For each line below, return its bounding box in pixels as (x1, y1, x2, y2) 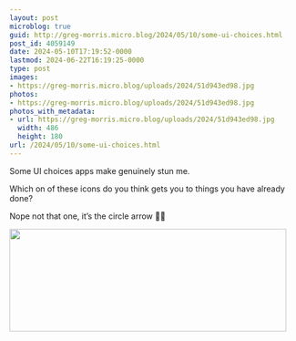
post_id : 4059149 (9, 38, 76, 48)
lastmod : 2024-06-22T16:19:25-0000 (9, 56, 145, 65)
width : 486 (17, 124, 59, 133)
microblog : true (9, 22, 71, 31)
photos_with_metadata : (9, 107, 96, 116)
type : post (9, 65, 51, 74)
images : (9, 73, 39, 82)
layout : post (9, 13, 59, 23)
